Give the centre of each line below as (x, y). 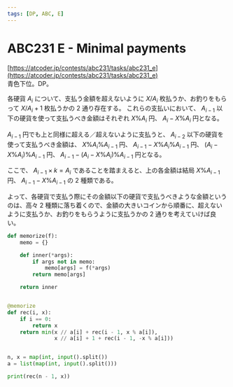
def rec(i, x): (29, 312)
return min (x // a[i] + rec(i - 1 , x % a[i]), (89, 332)
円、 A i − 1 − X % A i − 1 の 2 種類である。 (62, 181)
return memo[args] (59, 275)
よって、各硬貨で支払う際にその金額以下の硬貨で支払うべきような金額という (117, 196)
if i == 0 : (36, 319)
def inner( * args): (47, 255)
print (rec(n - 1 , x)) (39, 377)
